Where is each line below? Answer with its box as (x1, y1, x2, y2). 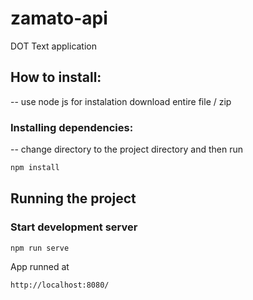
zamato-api (10, 7, 108, 30)
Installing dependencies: (10, 120, 134, 134)
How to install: (10, 69, 102, 86)
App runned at (10, 261, 70, 273)
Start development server (10, 220, 138, 234)
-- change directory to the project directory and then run (10, 143, 243, 156)
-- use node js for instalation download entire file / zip (10, 95, 232, 107)
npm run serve (10, 243, 70, 253)
